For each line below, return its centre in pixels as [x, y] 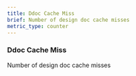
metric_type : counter [38, 26]
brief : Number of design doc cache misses [68, 20]
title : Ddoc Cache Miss [41, 13]
